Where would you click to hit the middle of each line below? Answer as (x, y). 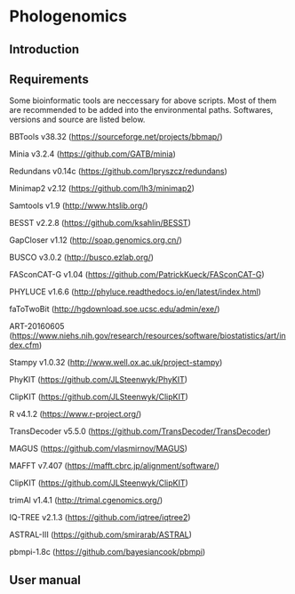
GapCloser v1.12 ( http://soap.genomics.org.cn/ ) (96, 240)
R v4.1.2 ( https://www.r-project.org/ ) (76, 414)
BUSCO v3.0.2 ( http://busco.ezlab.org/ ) (81, 257)
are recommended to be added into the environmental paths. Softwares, (141, 110)
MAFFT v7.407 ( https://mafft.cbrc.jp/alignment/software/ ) (115, 466)
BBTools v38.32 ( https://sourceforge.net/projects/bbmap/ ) (116, 137)
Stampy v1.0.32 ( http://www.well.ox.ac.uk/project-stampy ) (116, 363)
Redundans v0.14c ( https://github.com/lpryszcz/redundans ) (119, 172)
